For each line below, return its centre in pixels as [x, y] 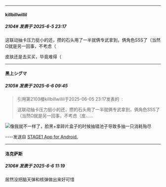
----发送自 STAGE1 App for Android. [41, 137]
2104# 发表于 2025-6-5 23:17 [36, 26]
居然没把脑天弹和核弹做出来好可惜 [40, 179]
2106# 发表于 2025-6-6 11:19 [35, 166]
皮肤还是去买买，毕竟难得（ [33, 56]
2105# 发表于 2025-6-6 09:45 [37, 86]
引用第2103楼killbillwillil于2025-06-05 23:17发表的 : [70, 99]
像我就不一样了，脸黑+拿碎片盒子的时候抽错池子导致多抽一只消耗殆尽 [81, 126]
